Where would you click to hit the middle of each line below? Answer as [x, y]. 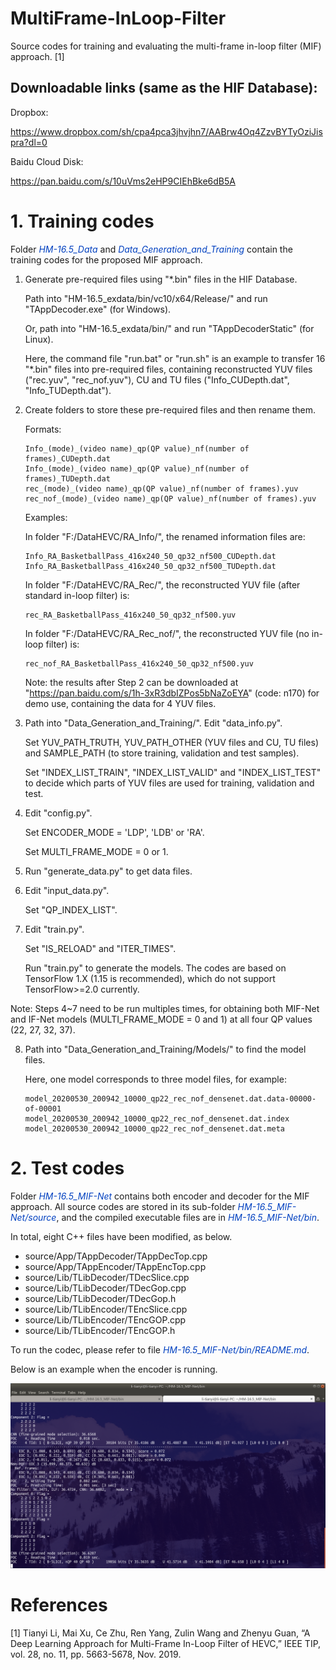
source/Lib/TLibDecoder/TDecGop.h [100, 1298]
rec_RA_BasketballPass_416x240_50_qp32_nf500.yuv [130, 615]
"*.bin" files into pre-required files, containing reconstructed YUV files [168, 369]
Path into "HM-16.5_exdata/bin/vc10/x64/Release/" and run [146, 298]
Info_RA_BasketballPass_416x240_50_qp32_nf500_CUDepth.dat [150, 556]
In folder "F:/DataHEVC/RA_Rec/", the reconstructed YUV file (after [162, 584]
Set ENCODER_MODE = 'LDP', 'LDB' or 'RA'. [114, 832]
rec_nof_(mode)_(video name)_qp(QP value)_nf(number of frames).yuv [170, 498]
